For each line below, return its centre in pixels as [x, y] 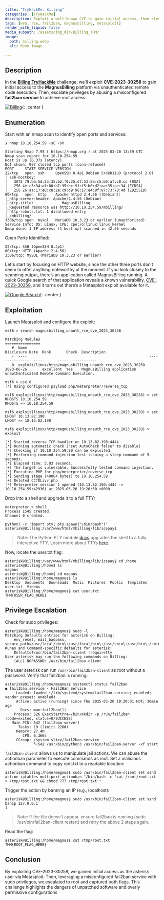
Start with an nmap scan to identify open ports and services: [66, 134]
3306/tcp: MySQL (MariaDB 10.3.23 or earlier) [53, 255]
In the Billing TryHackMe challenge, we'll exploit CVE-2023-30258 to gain [81, 82]
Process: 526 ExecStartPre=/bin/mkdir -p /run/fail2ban [72, 714]
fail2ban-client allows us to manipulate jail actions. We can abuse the [76, 753]
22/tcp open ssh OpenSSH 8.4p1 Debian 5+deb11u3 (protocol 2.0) [79, 173]
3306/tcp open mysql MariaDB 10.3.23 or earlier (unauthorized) [75, 220]
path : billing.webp [29, 42]
